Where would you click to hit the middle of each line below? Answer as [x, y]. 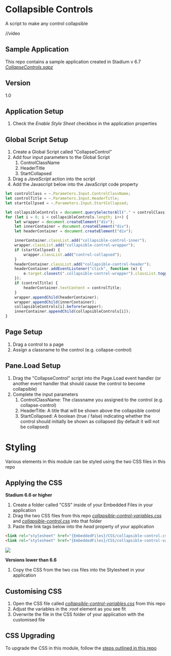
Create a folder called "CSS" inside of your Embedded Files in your [83, 505]
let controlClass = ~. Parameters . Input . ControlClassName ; [68, 194]
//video [13, 33]
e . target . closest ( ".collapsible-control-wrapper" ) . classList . [91, 274]
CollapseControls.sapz [29, 67]
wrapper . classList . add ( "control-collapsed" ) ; [73, 255]
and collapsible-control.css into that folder [57, 521]
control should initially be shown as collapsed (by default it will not [90, 421]
